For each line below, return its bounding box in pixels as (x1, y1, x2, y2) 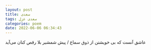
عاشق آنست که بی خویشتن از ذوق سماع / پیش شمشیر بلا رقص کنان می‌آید (5, 39, 146, 45)
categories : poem (5, 21, 42, 26)
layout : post (5, 7, 33, 12)
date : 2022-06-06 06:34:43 (5, 26, 62, 31)
